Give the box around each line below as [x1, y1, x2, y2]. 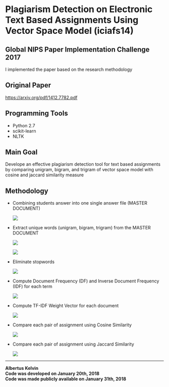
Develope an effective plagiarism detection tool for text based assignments [5, 161, 161, 167]
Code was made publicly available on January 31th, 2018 [5, 376, 127, 382]
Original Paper [5, 81, 51, 89]
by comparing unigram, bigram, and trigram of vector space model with [5, 167, 153, 173]
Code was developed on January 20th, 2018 [5, 370, 100, 377]
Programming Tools [5, 109, 68, 118]
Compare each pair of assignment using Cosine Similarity [12, 322, 132, 328]
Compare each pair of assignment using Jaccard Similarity [12, 341, 134, 347]
